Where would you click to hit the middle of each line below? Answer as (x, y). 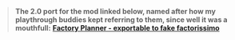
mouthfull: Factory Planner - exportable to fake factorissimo (117, 28)
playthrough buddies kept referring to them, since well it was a (121, 20)
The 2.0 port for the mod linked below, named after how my (116, 11)
